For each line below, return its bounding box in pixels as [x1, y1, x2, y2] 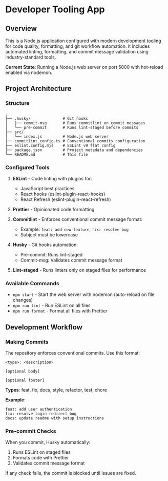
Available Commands [5, 280, 60, 287]
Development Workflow [5, 323, 83, 331]
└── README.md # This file [5, 152, 88, 157]
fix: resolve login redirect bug [5, 411, 77, 416]
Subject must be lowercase [20, 231, 78, 237]
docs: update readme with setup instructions [5, 415, 104, 421]
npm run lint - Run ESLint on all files [12, 302, 91, 309]
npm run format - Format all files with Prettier [12, 308, 108, 314]
